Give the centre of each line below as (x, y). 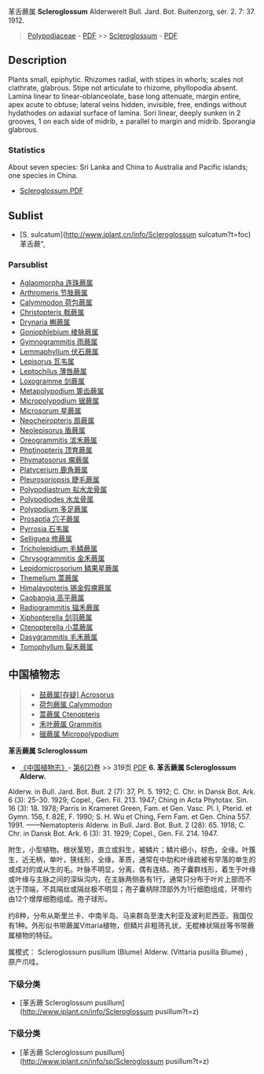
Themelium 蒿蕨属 (49, 578)
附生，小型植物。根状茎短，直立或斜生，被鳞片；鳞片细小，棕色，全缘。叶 (128, 850)
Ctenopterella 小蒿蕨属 (56, 628)
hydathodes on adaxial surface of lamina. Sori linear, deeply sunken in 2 (125, 113)
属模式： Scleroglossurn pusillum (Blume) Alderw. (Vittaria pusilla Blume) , (128, 952)
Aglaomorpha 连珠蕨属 (56, 283)
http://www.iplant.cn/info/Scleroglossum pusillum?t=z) (111, 1012)
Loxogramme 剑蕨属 (52, 381)
